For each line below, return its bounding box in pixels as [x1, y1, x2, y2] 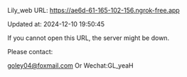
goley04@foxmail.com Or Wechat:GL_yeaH [7, 61, 134, 70]
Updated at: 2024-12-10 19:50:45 [7, 20, 105, 28]
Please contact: [7, 48, 53, 56]
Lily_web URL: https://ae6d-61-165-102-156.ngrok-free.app [7, 6, 180, 14]
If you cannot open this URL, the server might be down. [7, 34, 169, 42]
